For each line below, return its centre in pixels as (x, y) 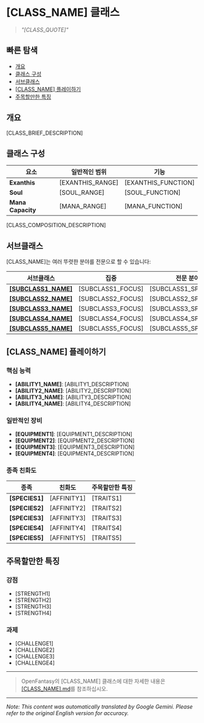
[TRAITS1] (107, 498)
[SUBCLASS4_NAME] (41, 319)
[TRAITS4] (107, 528)
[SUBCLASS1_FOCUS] (111, 289)
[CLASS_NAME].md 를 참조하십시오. (64, 689)
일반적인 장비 (24, 420)
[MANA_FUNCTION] (154, 206)
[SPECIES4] (26, 528)
